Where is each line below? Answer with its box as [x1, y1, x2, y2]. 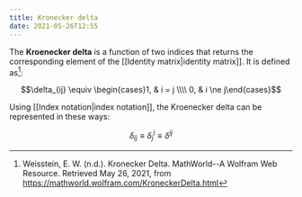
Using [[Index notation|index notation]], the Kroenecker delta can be [9, 102, 262, 112]
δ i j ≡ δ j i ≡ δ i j [129, 129, 173, 143]
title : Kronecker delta [9, 13, 99, 22]
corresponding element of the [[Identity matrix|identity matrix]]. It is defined [9, 56, 290, 67]
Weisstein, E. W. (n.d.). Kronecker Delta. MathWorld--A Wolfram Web [22, 158, 278, 169]
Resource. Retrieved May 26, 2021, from [22, 167, 172, 178]
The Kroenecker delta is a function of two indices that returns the [9, 46, 253, 57]
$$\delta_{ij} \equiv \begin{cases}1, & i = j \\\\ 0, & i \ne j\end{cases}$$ [21, 85, 281, 95]
